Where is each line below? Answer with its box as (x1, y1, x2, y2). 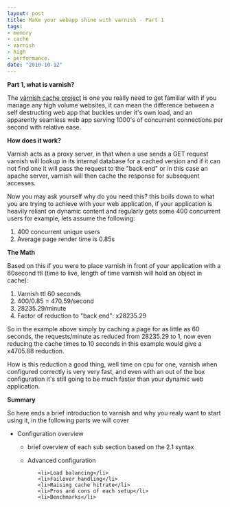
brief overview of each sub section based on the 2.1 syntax (27, 442, 194, 451)
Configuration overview (16, 429, 84, 437)
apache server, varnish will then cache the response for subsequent (7, 172, 200, 180)
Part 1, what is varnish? (7, 80, 75, 88)
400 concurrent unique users (16, 227, 101, 236)
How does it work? (7, 136, 62, 145)
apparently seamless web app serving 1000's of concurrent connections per (7, 115, 224, 124)
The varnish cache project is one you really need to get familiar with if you (7, 94, 217, 102)
